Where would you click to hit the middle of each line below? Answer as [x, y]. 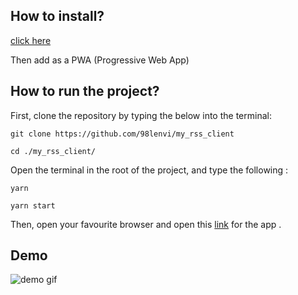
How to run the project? [85, 91]
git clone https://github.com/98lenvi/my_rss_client [122, 134]
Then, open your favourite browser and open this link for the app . [146, 224]
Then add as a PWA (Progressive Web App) [100, 60]
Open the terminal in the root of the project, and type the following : [149, 170]
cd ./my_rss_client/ [53, 151]
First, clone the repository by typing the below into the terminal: [141, 115]
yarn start [33, 205]
